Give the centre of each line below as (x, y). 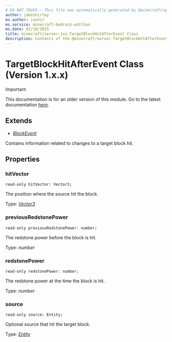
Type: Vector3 (20, 204)
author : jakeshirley (27, 15)
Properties (23, 159)
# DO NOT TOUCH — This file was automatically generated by (71, 10)
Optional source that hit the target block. (48, 325)
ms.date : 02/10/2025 (27, 29)
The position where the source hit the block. (52, 194)
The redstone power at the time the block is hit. (55, 281)
